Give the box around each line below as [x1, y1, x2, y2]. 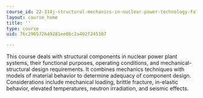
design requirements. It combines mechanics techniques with [31, 66, 185, 73]
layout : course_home [6, 14, 59, 20]
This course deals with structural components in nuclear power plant [6, 53, 178, 60]
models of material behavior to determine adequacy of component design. [6, 72, 192, 79]
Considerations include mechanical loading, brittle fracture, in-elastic [6, 79, 178, 86]
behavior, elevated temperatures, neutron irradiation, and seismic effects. [6, 85, 189, 92]
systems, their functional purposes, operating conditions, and [6, 60, 159, 67]
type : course [6, 25, 39, 32]
